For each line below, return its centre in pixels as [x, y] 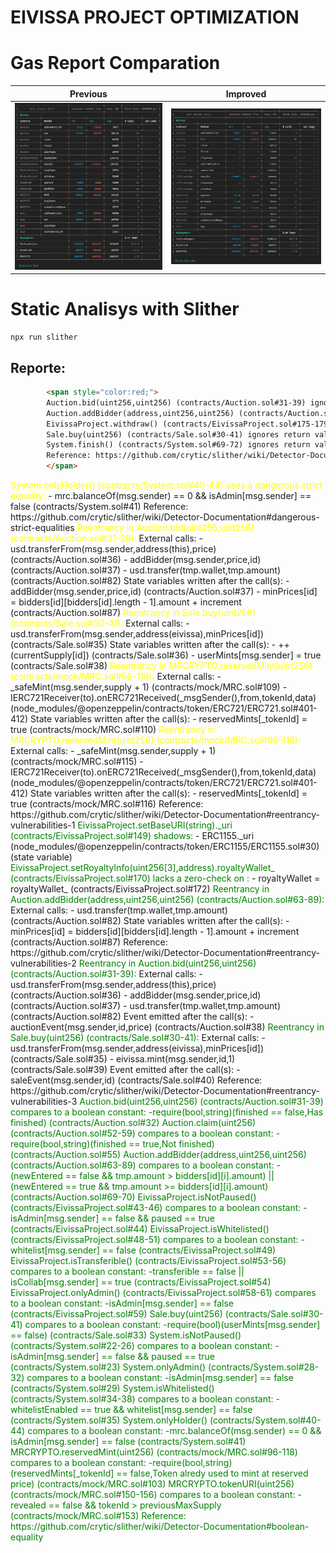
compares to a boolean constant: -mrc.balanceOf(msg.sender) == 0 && [174, 1431]
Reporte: [38, 367]
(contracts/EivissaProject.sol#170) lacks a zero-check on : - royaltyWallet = [165, 878]
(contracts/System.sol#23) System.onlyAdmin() [108, 1367]
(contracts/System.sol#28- [264, 1367]
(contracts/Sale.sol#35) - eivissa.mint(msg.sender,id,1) [122, 1059]
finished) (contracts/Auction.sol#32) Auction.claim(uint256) [133, 1123]
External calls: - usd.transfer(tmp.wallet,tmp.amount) [119, 910]
